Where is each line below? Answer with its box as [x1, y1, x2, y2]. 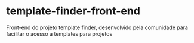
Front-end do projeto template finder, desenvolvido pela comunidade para [6, 24, 188, 31]
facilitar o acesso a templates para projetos [6, 30, 113, 37]
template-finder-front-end [6, 4, 140, 18]
